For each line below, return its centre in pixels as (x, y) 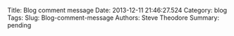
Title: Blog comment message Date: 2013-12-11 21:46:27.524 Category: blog (117, 10)
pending (19, 25)
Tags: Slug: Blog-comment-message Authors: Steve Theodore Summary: (113, 18)
